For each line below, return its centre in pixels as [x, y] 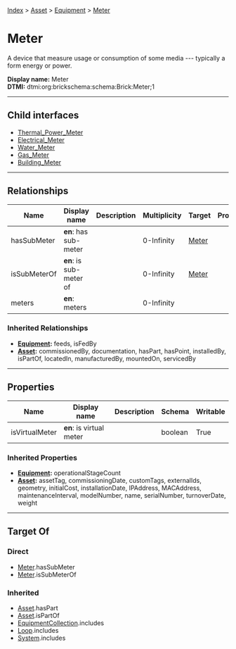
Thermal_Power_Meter [50, 132]
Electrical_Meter [41, 139]
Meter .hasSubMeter [46, 567]
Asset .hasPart [38, 607]
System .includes [41, 638]
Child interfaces [43, 115]
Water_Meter [36, 147]
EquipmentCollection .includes [61, 623]
